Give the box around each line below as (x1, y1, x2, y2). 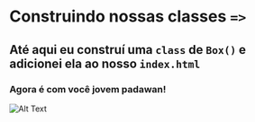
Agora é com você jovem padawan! (9, 83, 167, 95)
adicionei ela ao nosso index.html (9, 56, 201, 71)
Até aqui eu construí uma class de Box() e (9, 42, 246, 57)
